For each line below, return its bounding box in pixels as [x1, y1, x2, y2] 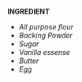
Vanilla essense [18, 48, 70, 57]
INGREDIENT [7, 7, 50, 16]
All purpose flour [18, 22, 74, 31]
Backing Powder [18, 31, 73, 40]
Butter [18, 56, 39, 65]
